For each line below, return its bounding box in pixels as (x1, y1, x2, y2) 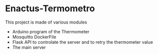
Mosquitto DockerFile (12, 34, 56, 40)
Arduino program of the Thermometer (12, 28, 90, 34)
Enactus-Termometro (5, 3, 95, 14)
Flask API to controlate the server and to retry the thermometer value (12, 39, 154, 45)
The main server (12, 44, 46, 50)
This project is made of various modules (5, 19, 88, 25)
